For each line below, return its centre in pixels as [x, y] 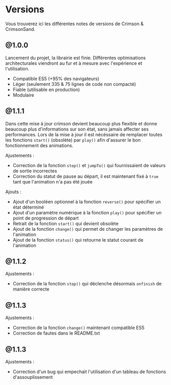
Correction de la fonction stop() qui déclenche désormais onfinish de [87, 284]
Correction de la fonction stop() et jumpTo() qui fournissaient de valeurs [89, 165]
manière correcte [31, 289]
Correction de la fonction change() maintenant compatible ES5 [79, 328]
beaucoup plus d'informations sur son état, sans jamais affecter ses [77, 129]
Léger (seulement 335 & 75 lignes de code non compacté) [74, 84]
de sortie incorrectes [35, 171]
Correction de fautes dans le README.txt [56, 333]
